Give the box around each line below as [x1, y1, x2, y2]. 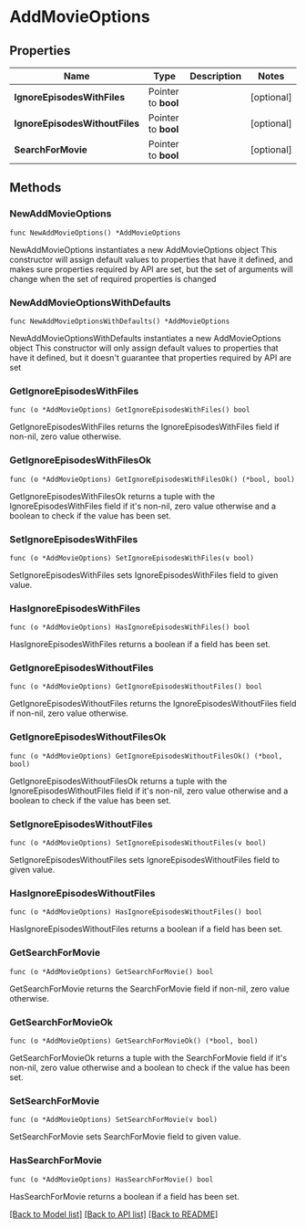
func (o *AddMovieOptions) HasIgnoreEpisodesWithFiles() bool [9, 623, 250, 632]
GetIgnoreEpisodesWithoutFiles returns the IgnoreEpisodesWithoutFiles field [9, 698, 297, 709]
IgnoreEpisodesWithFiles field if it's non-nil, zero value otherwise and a [9, 500, 276, 511]
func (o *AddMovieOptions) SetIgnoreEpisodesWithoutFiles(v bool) [9, 838, 267, 848]
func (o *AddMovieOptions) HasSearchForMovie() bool [9, 1175, 214, 1184]
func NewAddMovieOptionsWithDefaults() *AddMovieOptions [9, 317, 230, 326]
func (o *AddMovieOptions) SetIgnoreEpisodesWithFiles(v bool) [9, 553, 255, 562]
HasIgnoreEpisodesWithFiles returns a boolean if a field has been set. [9, 639, 271, 650]
